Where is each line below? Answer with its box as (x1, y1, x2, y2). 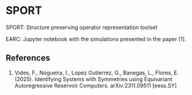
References (5, 53, 50, 64)
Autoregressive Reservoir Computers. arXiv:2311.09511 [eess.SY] (14, 82, 177, 89)
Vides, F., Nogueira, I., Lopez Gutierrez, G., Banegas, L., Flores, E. (14, 69, 179, 76)
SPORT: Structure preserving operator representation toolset (5, 24, 158, 31)
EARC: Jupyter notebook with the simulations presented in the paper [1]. (5, 35, 187, 42)
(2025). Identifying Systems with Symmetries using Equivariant (14, 75, 173, 82)
